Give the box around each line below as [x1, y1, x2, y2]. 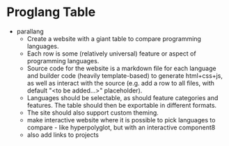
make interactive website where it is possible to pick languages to [26, 115, 216, 124]
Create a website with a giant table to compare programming [26, 34, 201, 42]
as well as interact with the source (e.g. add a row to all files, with [26, 79, 215, 87]
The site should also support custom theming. [26, 108, 159, 117]
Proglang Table [6, 4, 96, 20]
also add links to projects [26, 130, 99, 139]
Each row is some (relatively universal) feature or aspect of [26, 49, 196, 58]
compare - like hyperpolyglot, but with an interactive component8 [26, 123, 216, 131]
